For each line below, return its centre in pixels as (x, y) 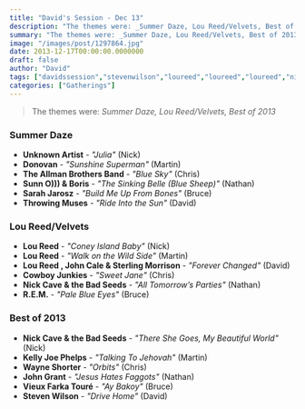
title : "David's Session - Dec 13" (77, 18)
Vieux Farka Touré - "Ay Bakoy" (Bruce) (98, 386)
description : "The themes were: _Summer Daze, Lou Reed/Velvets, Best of (152, 26)
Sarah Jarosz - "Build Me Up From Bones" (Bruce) (117, 193)
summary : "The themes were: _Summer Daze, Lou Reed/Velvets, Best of (144, 35)
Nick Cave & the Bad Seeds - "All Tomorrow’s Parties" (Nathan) (142, 285)
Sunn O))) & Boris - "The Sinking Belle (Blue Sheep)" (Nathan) (138, 184)
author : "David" (40, 69)
